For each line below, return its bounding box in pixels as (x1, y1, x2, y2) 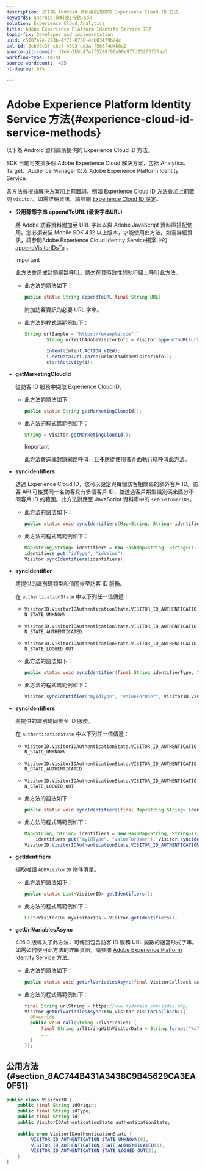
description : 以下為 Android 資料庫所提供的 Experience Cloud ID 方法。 (6, 9, 183, 15)
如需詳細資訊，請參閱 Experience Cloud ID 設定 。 (37, 195, 162, 203)
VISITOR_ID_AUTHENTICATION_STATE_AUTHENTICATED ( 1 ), (31, 1142, 165, 1148)
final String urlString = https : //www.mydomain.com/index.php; (24, 1002, 189, 1009)
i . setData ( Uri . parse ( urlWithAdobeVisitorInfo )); (46, 353, 173, 360)
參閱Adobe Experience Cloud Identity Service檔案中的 (31, 236, 168, 244)
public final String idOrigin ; (17, 1103, 97, 1109)
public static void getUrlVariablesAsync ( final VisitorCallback (24, 979, 192, 985)
